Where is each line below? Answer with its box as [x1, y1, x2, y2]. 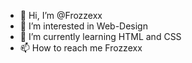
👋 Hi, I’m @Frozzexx [19, 10, 103, 21]
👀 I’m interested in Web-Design [19, 20, 148, 32]
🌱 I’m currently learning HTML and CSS [19, 31, 182, 42]
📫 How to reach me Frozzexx [19, 42, 143, 54]
